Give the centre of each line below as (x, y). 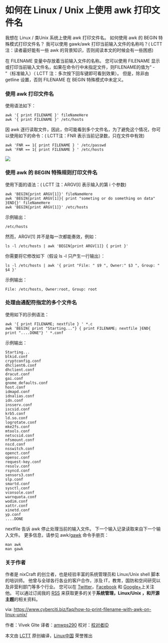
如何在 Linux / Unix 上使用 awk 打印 (78, 10)
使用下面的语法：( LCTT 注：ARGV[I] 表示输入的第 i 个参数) (66, 184)
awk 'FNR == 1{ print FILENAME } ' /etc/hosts (54, 150)
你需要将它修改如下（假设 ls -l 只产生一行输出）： (55, 256)
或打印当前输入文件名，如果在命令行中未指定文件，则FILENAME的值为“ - (80, 67)
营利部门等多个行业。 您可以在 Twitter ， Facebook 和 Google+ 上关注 (84, 587)
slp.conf (14, 479)
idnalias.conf (20, 396)
